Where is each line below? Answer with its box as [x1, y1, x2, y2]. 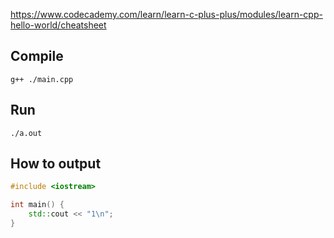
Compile [10, 48, 64, 65]
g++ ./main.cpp [10, 74, 74, 84]
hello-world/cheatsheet [10, 19, 107, 31]
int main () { [10, 200, 65, 210]
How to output [10, 155, 102, 173]
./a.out [10, 128, 43, 138]
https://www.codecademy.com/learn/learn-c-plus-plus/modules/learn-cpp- [10, 9, 323, 20]
